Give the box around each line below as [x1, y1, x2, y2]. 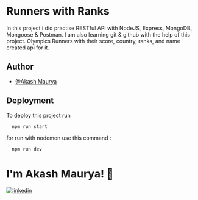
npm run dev [12, 146, 43, 152]
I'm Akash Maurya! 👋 [6, 166, 114, 180]
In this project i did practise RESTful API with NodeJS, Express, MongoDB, [6, 24, 193, 32]
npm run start [12, 123, 48, 129]
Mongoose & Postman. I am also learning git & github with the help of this [6, 30, 191, 38]
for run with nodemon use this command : [6, 134, 111, 141]
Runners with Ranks [6, 4, 110, 18]
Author [6, 62, 34, 72]
